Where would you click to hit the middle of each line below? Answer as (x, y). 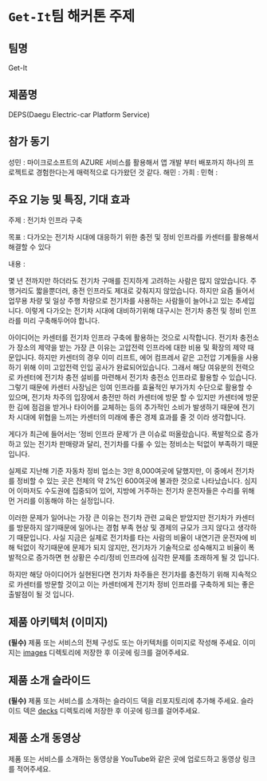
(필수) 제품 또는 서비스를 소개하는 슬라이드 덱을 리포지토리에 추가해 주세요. (124, 701)
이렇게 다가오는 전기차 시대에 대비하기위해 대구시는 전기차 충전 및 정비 (133, 310)
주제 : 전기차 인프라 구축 (45, 221)
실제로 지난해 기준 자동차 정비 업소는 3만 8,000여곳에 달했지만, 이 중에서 (121, 471)
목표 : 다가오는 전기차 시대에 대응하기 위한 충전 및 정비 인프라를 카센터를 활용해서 (133, 237)
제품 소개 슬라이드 (49, 680)
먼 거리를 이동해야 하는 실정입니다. (61, 501)
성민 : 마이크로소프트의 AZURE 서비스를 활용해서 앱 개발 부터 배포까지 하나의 (127, 162)
